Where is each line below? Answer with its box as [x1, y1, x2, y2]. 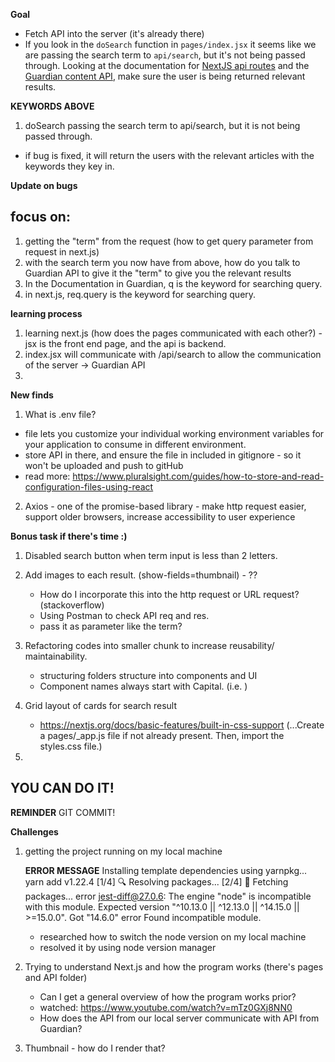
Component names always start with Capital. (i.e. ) [39, 680, 248, 692]
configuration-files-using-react [24, 480, 154, 493]
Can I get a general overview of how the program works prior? [39, 990, 297, 1003]
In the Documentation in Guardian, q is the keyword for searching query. [24, 277, 323, 289]
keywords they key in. [24, 160, 115, 172]
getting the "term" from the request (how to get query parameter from [24, 235, 314, 247]
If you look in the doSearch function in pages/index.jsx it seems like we [24, 39, 317, 50]
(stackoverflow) [39, 599, 105, 611]
